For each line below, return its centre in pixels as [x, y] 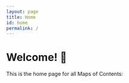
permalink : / [22, 28]
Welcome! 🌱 [37, 58]
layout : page [22, 12]
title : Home [21, 17]
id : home [17, 23]
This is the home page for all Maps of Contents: [65, 74]
